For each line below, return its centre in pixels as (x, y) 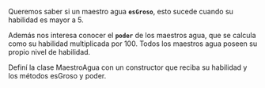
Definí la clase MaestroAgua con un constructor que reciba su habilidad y (128, 67)
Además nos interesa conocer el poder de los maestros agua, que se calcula (132, 35)
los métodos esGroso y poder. (57, 76)
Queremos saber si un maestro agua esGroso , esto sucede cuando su (121, 11)
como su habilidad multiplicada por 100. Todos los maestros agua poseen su (133, 44)
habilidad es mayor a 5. (46, 20)
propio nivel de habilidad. (49, 52)
